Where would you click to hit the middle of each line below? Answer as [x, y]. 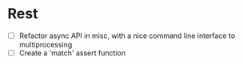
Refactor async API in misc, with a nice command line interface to [127, 36]
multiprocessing [46, 45]
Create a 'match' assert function [72, 53]
